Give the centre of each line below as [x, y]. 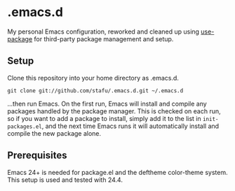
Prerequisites [37, 156]
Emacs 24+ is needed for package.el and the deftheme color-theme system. [117, 172]
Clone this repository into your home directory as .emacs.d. [93, 78]
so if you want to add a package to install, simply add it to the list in [104, 118]
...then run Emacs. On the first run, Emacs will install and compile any [107, 104]
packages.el [25, 127]
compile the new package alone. [54, 133]
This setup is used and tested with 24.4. [65, 180]
